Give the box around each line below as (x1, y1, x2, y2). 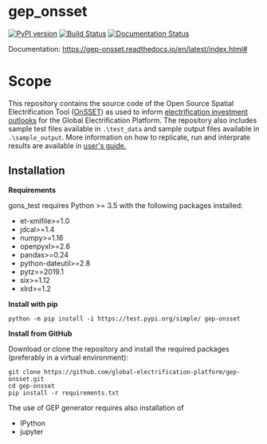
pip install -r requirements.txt (8, 389, 120, 397)
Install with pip (8, 299, 58, 308)
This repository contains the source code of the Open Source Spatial (8, 98, 234, 108)
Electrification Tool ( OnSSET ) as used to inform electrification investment (8, 107, 249, 116)
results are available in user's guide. (8, 140, 127, 150)
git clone (8, 367, 41, 376)
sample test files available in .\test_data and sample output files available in (8, 124, 260, 133)
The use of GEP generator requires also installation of (8, 403, 185, 412)
